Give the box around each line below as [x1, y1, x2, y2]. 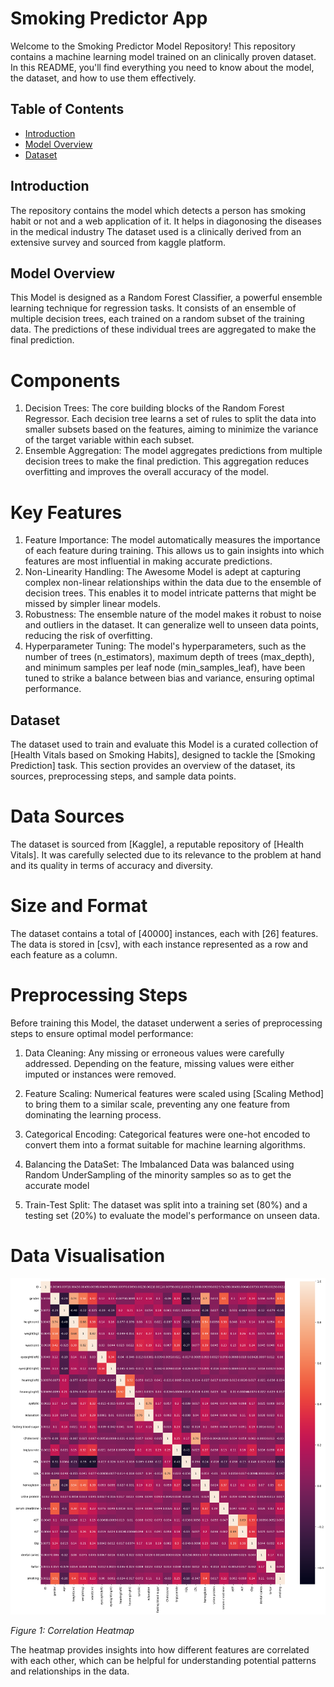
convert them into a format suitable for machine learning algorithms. [24, 1138, 307, 1151]
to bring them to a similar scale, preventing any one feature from [24, 1098, 290, 1110]
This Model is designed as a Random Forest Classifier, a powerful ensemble [10, 292, 323, 304]
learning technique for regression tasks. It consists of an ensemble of [10, 302, 297, 314]
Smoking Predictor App [10, 7, 208, 30]
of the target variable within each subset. [24, 434, 195, 446]
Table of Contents [10, 101, 125, 118]
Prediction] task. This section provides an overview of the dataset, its [10, 760, 296, 772]
